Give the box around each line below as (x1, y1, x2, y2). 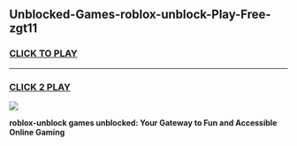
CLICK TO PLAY (9, 48, 78, 60)
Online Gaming (9, 127, 65, 137)
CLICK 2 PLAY (9, 81, 71, 93)
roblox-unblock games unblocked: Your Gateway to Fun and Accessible (9, 117, 278, 127)
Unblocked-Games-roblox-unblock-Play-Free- (9, 7, 271, 22)
